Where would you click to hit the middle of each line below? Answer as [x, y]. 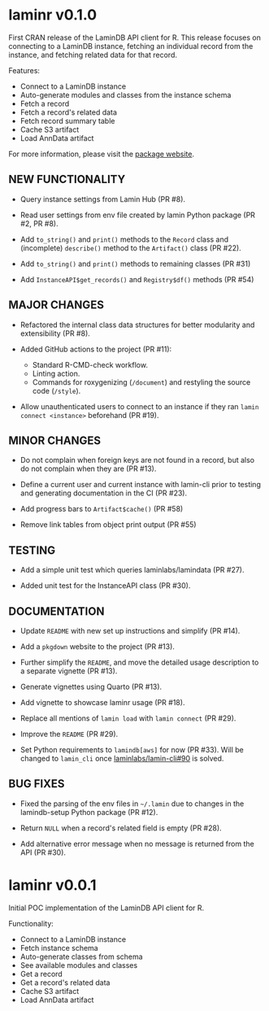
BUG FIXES [37, 784]
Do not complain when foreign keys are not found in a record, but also [137, 460]
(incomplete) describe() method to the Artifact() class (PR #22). [130, 248]
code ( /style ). [56, 390]
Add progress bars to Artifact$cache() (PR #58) [102, 509]
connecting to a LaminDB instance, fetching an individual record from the [131, 46]
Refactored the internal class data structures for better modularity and [137, 325]
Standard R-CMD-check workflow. [90, 364]
